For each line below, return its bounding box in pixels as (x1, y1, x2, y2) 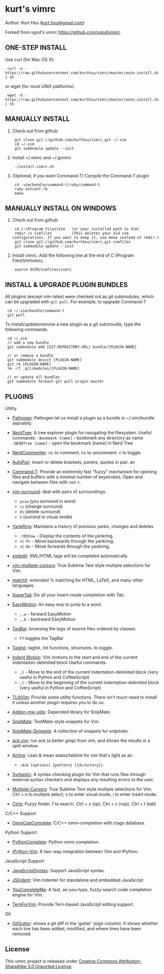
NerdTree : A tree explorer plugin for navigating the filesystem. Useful (12, 430, 152, 436)
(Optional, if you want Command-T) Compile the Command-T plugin (12, 173, 149, 178)
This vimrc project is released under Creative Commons (5, 958, 117, 964)
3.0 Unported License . (27, 963, 73, 969)
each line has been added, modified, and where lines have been (12, 926, 141, 931)
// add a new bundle (7, 340, 49, 345)
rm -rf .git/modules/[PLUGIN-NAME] (7, 366, 80, 371)
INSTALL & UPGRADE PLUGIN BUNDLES (5, 280, 128, 289)
